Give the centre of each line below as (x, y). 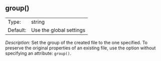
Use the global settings (58, 30)
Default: (17, 30)
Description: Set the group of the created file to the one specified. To (76, 42)
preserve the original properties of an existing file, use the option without (80, 48)
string (38, 22)
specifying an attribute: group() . (38, 53)
